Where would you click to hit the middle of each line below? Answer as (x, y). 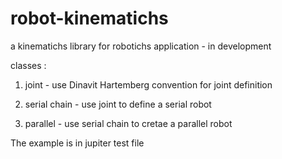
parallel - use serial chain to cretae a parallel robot (128, 123)
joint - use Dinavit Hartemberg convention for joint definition (148, 84)
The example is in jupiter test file (77, 143)
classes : (28, 65)
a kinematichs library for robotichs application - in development (141, 46)
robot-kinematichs (89, 18)
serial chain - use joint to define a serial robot (118, 104)
